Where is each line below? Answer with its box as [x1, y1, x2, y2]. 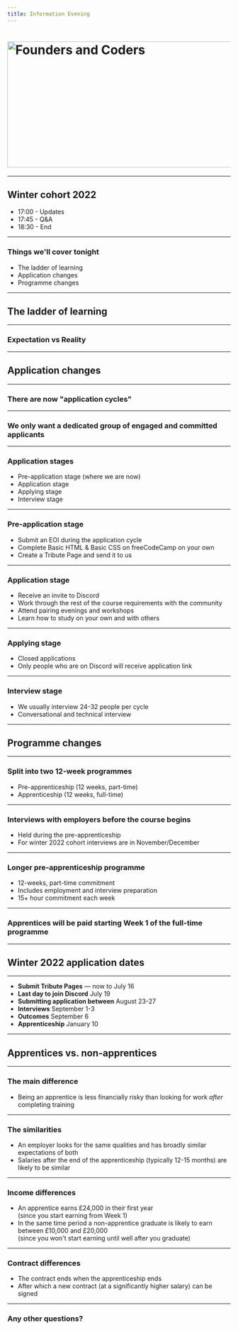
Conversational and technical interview [17, 710, 132, 718]
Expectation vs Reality [7, 335, 86, 345]
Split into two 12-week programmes [7, 766, 132, 776]
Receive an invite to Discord [17, 591, 99, 600]
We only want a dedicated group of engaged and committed [7, 420, 217, 430]
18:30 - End [17, 223, 52, 231]
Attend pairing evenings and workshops [17, 606, 135, 615]
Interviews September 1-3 [17, 1005, 95, 1013]
